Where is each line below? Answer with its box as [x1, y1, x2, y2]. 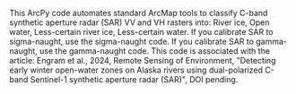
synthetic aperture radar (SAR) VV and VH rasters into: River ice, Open [9, 17, 271, 28]
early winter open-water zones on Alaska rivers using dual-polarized [9, 64, 263, 75]
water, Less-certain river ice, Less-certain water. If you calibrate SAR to [9, 27, 274, 37]
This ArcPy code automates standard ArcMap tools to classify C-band [9, 8, 268, 18]
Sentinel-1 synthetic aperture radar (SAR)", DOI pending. [30, 74, 239, 84]
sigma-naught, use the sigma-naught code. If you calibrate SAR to [9, 36, 254, 47]
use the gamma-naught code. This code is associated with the [39, 46, 271, 56]
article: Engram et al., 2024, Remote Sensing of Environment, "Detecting [9, 56, 276, 65]
